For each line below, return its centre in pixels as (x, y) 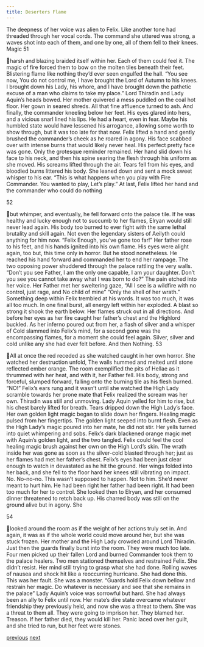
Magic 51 (18, 49)
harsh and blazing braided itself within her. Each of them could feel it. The (102, 60)
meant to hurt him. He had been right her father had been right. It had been (100, 485)
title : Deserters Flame (37, 12)
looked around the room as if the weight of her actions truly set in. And (99, 528)
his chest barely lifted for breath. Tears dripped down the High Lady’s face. (100, 407)
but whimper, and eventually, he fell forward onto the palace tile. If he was (103, 214)
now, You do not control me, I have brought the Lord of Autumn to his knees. (102, 80)
